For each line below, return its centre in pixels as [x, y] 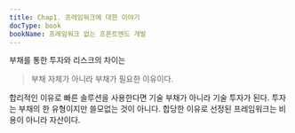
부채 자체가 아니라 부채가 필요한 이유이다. [102, 79]
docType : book [36, 26]
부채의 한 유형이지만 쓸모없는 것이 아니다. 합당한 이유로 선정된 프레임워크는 [147, 109]
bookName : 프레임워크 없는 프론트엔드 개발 [78, 34]
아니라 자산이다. [53, 120]
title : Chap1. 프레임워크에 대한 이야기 [75, 17]
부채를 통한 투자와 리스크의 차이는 [68, 60]
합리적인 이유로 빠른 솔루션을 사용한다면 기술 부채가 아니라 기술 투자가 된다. [140, 98]
